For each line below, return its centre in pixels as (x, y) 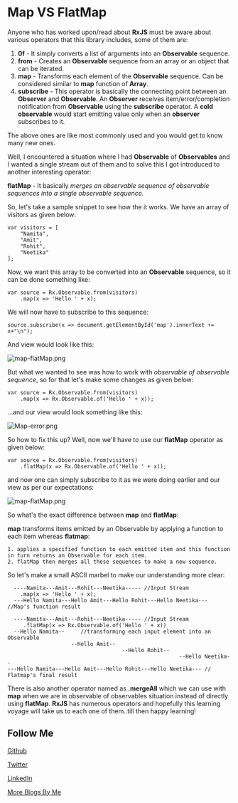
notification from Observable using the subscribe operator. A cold (115, 106)
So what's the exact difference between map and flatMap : (93, 515)
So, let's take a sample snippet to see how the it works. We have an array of (118, 206)
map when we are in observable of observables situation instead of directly (118, 696)
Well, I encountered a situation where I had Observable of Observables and (119, 157)
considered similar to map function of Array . (83, 83)
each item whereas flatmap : (49, 536)
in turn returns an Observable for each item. (77, 555)
